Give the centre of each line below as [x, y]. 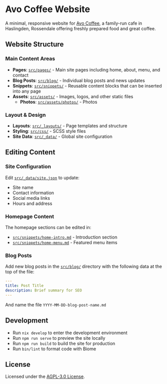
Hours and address [32, 203]
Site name [23, 187]
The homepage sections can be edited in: [48, 227]
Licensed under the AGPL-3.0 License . [45, 376]
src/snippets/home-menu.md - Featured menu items [65, 242]
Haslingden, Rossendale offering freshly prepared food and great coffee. [80, 28]
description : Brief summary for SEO [44, 290]
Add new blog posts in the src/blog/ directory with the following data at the [84, 266]
